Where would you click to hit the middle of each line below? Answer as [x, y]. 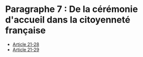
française [26, 30]
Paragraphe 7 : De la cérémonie [71, 9]
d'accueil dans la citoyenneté [68, 20]
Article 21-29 [26, 49]
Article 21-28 [26, 44]
